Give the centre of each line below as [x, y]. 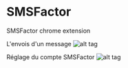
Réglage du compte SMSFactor [51, 57]
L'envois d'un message [39, 44]
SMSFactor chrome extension [49, 31]
